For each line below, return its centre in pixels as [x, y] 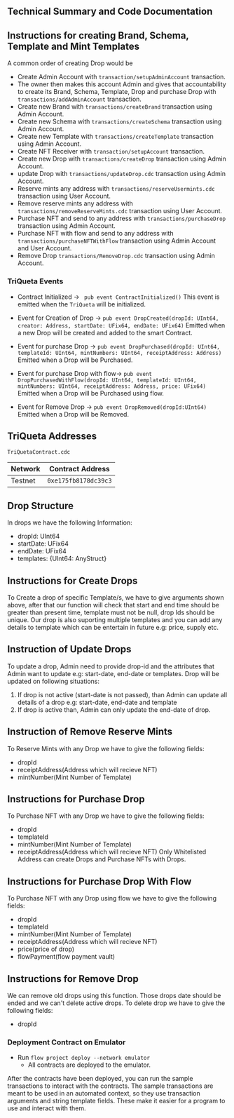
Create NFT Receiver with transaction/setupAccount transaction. [111, 151]
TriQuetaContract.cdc [39, 452]
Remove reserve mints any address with [75, 203]
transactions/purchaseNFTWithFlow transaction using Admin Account [116, 241]
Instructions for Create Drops [73, 580]
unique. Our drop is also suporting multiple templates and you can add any [115, 619]
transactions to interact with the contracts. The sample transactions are [110, 1086]
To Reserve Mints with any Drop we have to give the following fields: [106, 748]
